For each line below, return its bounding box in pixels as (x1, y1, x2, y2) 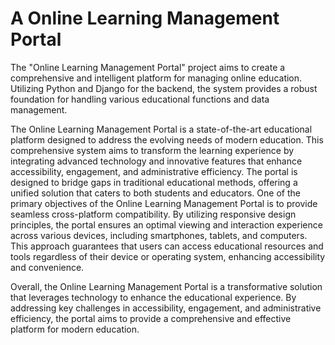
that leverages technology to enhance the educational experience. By (10, 291, 297, 303)
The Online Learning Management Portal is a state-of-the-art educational (10, 123, 313, 135)
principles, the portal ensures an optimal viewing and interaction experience (10, 218, 323, 231)
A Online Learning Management (10, 7, 280, 30)
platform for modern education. (10, 323, 140, 335)
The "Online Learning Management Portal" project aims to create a (10, 61, 286, 73)
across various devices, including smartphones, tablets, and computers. (10, 229, 308, 241)
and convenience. (10, 261, 85, 273)
